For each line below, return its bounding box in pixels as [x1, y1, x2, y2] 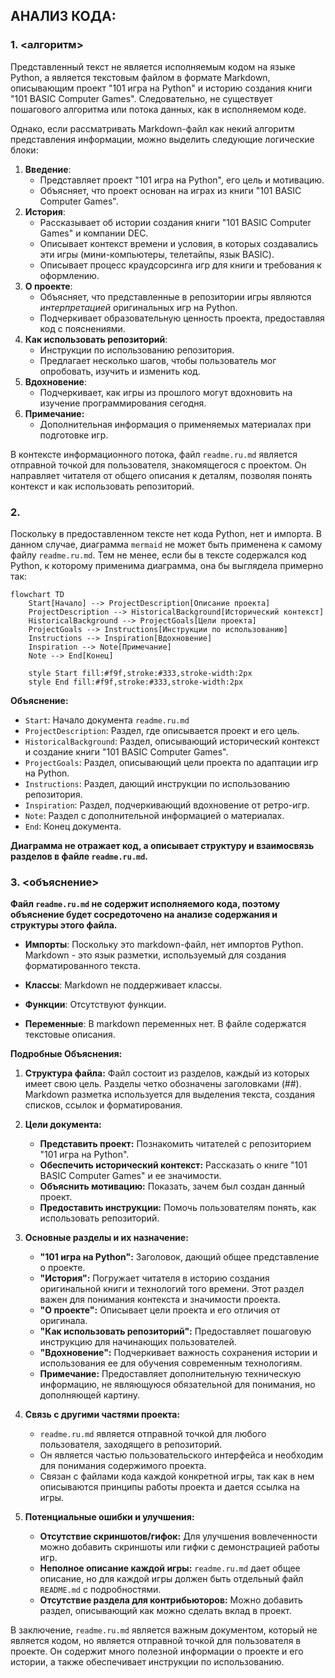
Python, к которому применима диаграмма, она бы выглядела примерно [10, 559, 324, 571]
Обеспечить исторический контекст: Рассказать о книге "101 [39, 1159, 308, 1171]
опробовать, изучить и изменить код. [39, 365, 201, 377]
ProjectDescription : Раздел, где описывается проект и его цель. [24, 724, 300, 736]
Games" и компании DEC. [39, 227, 149, 239]
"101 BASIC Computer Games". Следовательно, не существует [10, 92, 273, 104]
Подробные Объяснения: [10, 1048, 123, 1060]
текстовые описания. [24, 1029, 116, 1041]
